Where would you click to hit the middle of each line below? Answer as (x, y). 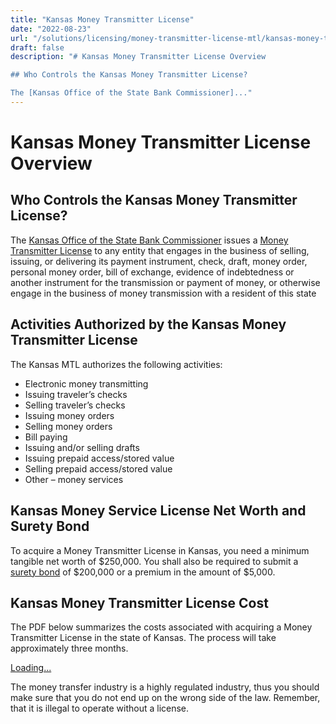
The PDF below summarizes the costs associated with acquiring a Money (161, 627)
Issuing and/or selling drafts (82, 447)
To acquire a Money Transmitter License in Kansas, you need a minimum (160, 550)
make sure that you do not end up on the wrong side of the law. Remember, (165, 698)
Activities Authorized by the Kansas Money (148, 324)
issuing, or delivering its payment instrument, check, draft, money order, (159, 261)
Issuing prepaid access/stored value (99, 458)
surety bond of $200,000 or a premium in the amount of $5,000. (143, 572)
